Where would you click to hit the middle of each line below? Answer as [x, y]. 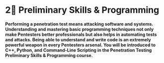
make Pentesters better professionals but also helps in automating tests [81, 34]
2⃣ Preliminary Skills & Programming [82, 10]
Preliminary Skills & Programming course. [49, 55]
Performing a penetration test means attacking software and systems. [79, 24]
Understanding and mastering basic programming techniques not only [80, 29]
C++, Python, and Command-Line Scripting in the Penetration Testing [79, 50]
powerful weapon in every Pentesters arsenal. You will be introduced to [80, 45]
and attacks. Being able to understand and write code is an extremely [78, 39]
